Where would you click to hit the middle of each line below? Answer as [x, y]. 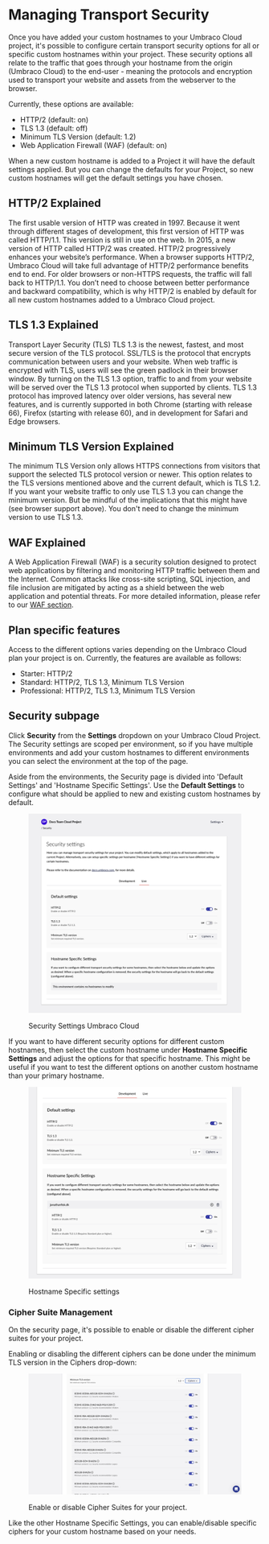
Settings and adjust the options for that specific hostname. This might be [129, 1058]
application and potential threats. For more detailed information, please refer [134, 597]
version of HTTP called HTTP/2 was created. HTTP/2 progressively [120, 248]
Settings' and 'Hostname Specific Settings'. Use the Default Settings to [126, 785]
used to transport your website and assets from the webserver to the [122, 80]
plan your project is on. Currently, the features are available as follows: [125, 658]
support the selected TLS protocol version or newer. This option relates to [130, 475]
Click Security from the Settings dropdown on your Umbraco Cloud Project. [134, 735]
